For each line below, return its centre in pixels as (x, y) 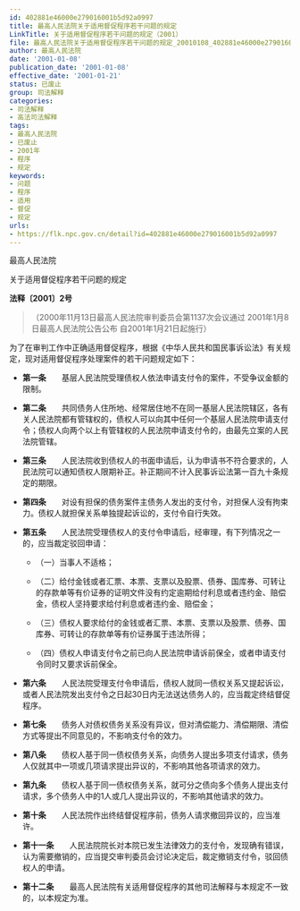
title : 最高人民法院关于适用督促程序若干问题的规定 (93, 26)
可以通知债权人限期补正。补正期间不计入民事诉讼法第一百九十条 (163, 472)
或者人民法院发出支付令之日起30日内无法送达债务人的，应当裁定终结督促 (156, 694)
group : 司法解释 (37, 92)
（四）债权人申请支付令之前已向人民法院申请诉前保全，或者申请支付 (161, 653)
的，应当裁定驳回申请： (65, 543)
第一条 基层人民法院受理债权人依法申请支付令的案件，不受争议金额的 (155, 378)
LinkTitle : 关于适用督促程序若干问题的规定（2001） (96, 34)
